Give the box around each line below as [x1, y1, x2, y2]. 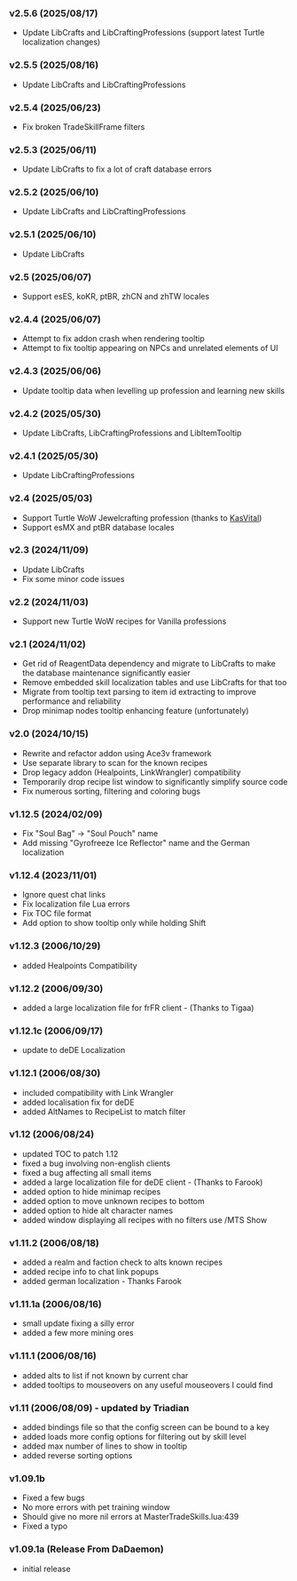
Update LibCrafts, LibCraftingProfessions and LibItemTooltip [21, 427, 242, 438]
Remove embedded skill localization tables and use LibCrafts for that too [21, 677, 287, 688]
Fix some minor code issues [21, 573, 125, 584]
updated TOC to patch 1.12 [21, 1148, 119, 1159]
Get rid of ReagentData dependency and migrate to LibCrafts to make [21, 659, 277, 669]
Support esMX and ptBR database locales [21, 522, 175, 532]
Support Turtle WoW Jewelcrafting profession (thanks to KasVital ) [21, 512, 262, 523]
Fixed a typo [21, 1521, 68, 1531]
